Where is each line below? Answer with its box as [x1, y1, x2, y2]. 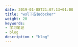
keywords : [5, 21, 26, 26]
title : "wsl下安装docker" [5, 12, 56, 17]
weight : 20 [5, 16, 27, 21]
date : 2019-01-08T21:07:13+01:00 [5, 7, 74, 12]
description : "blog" [5, 35, 50, 40]
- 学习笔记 [5, 25, 25, 30]
